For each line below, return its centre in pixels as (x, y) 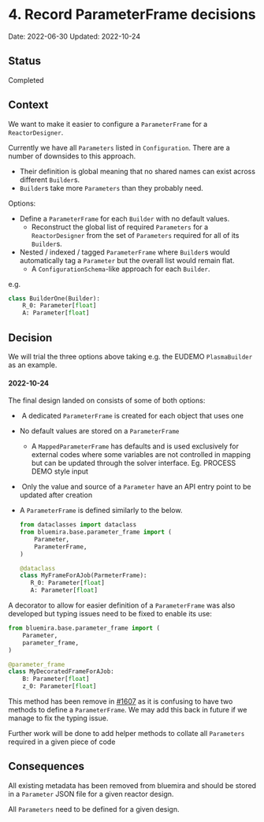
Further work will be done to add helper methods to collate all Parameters (126, 734)
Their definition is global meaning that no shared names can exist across (138, 171)
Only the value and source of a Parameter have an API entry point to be (136, 487)
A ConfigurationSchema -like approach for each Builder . (121, 269)
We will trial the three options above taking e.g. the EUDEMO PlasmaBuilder (130, 357)
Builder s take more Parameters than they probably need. (111, 188)
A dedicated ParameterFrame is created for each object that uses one (133, 416)
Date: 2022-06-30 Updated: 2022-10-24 (74, 36)
